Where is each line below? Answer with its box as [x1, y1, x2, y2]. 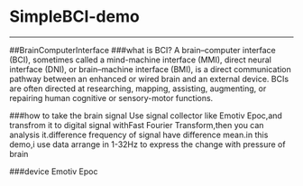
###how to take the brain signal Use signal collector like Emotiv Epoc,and [9, 110, 282, 121]
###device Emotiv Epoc [9, 165, 98, 177]
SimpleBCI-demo [9, 6, 140, 27]
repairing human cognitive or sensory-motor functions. [9, 92, 214, 103]
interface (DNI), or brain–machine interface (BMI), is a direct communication [9, 63, 291, 74]
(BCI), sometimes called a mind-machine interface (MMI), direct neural [9, 54, 272, 65]
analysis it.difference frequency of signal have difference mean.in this [9, 129, 269, 140]
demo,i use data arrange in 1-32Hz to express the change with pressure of [9, 138, 286, 150]
